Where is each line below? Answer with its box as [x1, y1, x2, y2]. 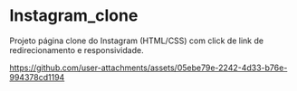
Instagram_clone [9, 5, 139, 26]
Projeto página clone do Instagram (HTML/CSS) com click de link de [9, 35, 264, 46]
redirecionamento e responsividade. [9, 44, 144, 55]
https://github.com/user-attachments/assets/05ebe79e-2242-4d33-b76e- [9, 62, 288, 73]
